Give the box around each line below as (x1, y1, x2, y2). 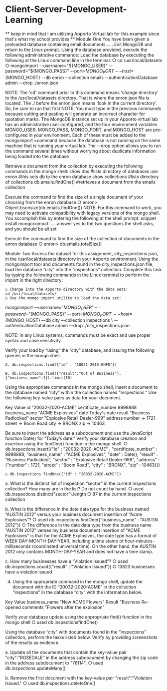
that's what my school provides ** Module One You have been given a (5, 36, 150, 42)
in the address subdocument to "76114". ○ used (5, 660, 104, 666)
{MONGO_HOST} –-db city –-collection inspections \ (5, 317, 113, 323)
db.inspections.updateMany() (5, 665, 66, 671)
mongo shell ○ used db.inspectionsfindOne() (5, 619, 98, 625)
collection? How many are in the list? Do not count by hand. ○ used (5, 486, 144, 492)
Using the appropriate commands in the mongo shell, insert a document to (5, 384, 158, 390)
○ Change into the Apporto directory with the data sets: (5, 287, 128, 292)
